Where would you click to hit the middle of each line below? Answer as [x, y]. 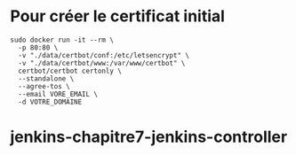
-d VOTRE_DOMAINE [50, 102]
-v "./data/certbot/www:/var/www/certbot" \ [102, 63]
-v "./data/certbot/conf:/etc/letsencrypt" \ [104, 55]
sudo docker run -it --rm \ [62, 40]
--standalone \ [46, 78]
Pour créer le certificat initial [118, 16]
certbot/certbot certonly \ [70, 71]
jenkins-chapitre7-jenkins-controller [149, 137]
